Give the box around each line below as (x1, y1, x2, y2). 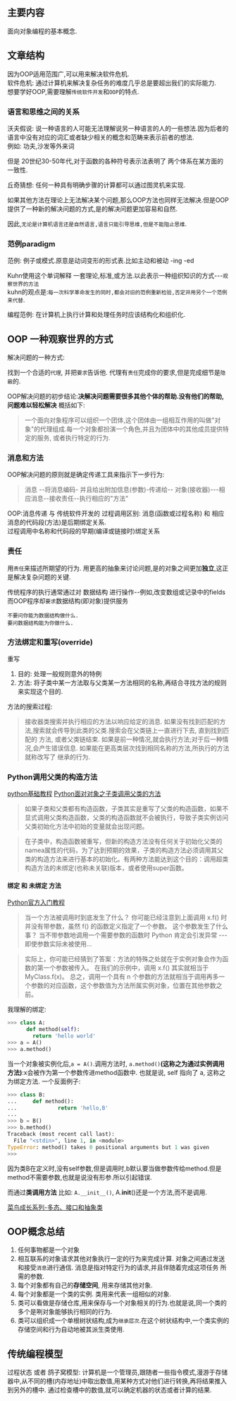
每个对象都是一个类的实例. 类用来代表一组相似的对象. (17, 1290, 171, 1298)
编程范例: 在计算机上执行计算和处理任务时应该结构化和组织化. (7, 310, 186, 319)
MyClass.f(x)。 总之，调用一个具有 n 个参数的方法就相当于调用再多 (24, 972, 219, 981)
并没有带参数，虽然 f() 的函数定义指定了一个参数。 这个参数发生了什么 (24, 922, 229, 931)
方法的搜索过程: (7, 702, 53, 711)
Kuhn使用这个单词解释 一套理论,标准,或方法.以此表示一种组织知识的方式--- (7, 272, 223, 280)
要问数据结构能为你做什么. (7, 620, 74, 627)
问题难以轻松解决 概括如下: (7, 401, 85, 409)
